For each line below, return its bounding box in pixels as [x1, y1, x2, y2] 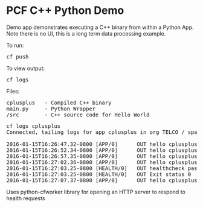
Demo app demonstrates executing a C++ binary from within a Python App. [6, 24, 194, 31]
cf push [6, 53, 29, 60]
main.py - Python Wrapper [6, 105, 96, 112]
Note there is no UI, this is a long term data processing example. [6, 30, 166, 37]
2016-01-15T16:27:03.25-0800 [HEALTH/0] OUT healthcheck [6, 165, 185, 172]
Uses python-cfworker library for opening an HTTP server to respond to [6, 188, 185, 195]
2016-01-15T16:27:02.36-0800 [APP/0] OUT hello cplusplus [6, 159, 198, 166]
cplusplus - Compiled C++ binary [6, 99, 112, 106]
